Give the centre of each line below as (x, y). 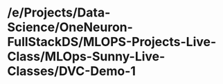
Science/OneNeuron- (70, 27)
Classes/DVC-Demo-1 (72, 71)
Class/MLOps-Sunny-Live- (86, 57)
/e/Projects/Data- (59, 13)
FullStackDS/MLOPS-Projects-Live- (112, 42)
